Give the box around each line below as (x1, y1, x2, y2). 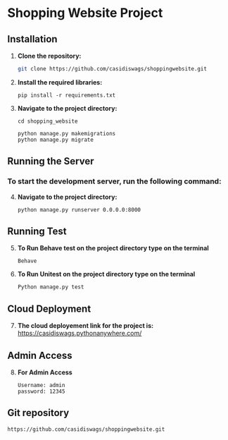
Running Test (7, 225, 67, 237)
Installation (7, 33, 58, 45)
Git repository (7, 407, 70, 419)
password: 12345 (17, 388, 65, 395)
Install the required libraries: (17, 78, 103, 86)
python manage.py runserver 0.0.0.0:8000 (17, 206, 141, 213)
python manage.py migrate (17, 136, 94, 143)
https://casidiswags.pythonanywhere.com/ (17, 329, 142, 338)
